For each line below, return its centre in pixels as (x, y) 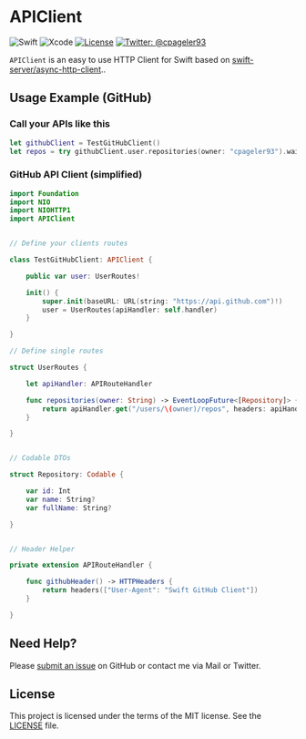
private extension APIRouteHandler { (81, 565)
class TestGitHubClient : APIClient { (81, 260)
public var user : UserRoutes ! (83, 276)
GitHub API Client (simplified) (76, 175)
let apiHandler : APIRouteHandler (89, 384)
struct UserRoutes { (49, 368)
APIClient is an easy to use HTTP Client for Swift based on (120, 59)
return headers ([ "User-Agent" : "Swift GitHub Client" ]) (150, 590)
